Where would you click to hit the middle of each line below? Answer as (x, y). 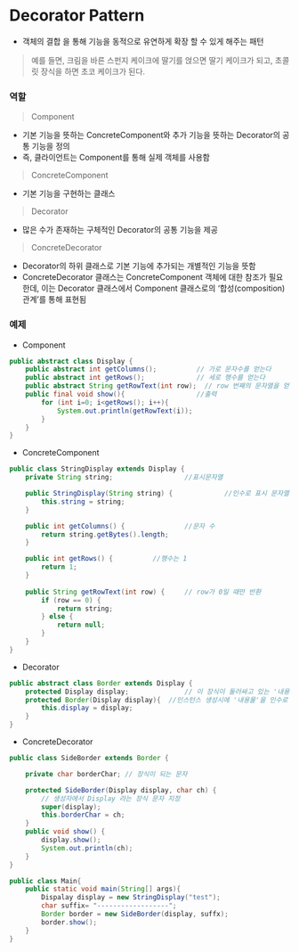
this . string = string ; (83, 501)
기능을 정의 (51, 146)
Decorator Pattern (77, 16)
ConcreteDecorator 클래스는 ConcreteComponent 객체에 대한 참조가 (144, 277)
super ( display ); (71, 807)
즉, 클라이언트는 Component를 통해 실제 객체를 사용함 (116, 158)
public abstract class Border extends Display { (101, 683)
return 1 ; (59, 567)
